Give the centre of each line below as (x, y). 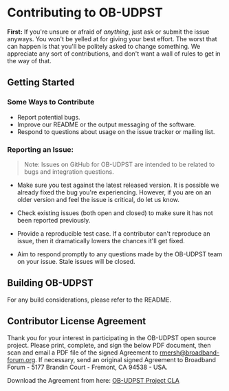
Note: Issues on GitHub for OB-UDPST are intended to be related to (119, 164)
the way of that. (29, 60)
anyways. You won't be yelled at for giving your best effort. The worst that (112, 38)
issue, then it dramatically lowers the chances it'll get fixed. (101, 241)
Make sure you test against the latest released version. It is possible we (118, 185)
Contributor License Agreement (77, 321)
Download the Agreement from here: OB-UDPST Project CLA (94, 380)
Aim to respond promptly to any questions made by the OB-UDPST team (120, 254)
